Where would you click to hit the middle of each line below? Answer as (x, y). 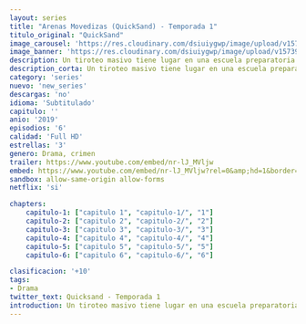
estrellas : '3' (38, 145)
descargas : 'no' (40, 94)
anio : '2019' (34, 120)
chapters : (28, 204)
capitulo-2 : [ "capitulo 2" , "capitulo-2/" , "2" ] (120, 221)
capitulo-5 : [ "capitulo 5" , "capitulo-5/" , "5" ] (120, 246)
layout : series (38, 18)
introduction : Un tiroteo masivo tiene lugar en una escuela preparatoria (154, 305)
